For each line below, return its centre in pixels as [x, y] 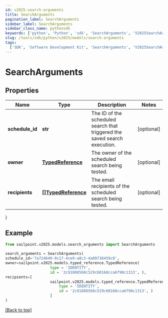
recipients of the [110, 186]
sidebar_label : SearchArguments [39, 24]
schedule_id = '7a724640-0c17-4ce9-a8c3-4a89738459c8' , [62, 258]
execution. [103, 145]
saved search [107, 138]
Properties [22, 91]
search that [105, 126]
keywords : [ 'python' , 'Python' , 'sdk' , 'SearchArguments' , [68, 33]
